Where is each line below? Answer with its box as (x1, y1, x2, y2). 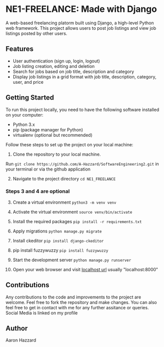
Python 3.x (12, 121, 35, 127)
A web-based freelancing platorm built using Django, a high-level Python (5, 20, 154, 26)
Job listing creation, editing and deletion (12, 63, 95, 69)
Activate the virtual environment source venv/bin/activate (12, 209, 132, 215)
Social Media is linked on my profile (5, 310, 78, 316)
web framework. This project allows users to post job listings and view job (5, 25, 157, 31)
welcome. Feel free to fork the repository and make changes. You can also (5, 299, 157, 305)
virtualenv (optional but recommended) (12, 132, 93, 138)
